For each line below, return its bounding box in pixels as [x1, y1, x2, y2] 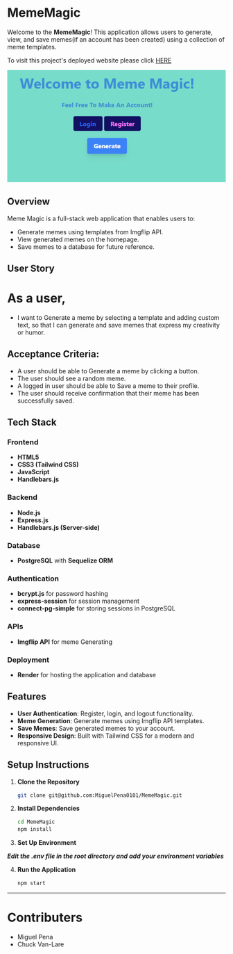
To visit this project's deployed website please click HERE [7, 56, 172, 64]
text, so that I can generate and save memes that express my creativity [17, 321, 221, 329]
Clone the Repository [17, 777, 80, 786]
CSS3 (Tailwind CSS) [17, 460, 79, 469]
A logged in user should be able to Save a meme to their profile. [17, 381, 200, 390]
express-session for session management [17, 597, 140, 606]
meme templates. [7, 42, 57, 51]
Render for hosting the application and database [17, 670, 156, 679]
